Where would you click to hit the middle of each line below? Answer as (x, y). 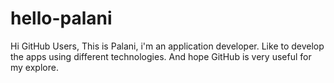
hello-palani (61, 18)
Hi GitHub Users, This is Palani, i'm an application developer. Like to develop (167, 46)
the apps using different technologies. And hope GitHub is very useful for (161, 56)
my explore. (34, 67)
